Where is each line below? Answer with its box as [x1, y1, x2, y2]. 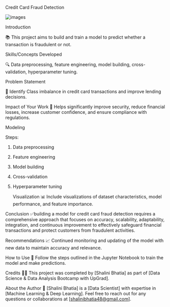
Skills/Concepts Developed [5, 51, 62, 57]
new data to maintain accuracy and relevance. [5, 245, 102, 251]
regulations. [5, 114, 31, 120]
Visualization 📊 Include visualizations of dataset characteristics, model [12, 194, 162, 200]
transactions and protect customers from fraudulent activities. [5, 227, 135, 233]
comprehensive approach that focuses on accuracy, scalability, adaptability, [5, 217, 165, 223]
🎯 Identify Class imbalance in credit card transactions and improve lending [5, 88, 161, 95]
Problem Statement [5, 79, 46, 84]
